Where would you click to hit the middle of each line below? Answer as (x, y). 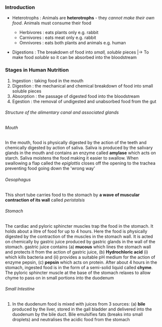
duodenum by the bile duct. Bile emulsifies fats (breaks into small (77, 314)
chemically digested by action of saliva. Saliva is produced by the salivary (79, 148)
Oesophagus (18, 180)
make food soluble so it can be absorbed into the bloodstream (74, 57)
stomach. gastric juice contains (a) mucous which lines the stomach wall (78, 247)
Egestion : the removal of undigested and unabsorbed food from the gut (84, 101)
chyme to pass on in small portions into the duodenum (60, 278)
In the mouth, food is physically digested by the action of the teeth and (76, 143)
